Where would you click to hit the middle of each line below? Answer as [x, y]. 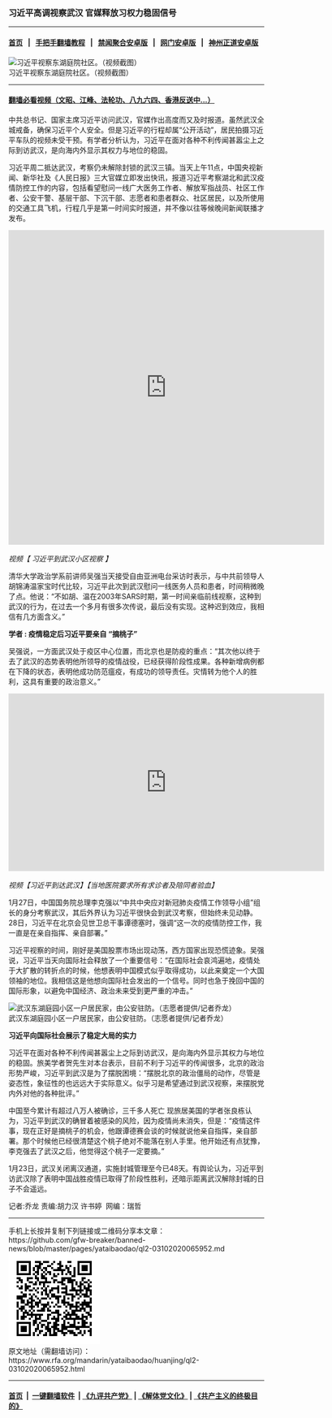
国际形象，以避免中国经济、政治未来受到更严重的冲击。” [101, 990]
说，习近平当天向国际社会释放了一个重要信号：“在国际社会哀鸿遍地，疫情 [131, 960]
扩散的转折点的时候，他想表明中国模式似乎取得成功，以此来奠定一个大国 [143, 970]
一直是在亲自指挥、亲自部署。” [58, 932]
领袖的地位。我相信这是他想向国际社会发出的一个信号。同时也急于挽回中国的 [136, 980]
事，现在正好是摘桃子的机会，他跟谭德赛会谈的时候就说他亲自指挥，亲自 [129, 1131]
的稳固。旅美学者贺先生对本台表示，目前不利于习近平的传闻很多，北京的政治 [136, 1062]
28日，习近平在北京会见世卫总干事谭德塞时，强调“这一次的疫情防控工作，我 [135, 923]
